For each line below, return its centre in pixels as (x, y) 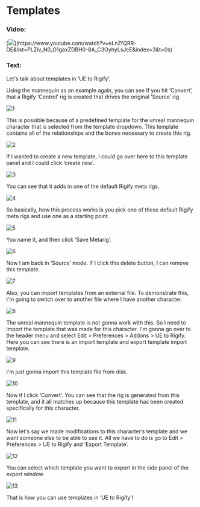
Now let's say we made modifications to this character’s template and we (97, 431)
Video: (16, 30)
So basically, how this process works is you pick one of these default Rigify (100, 210)
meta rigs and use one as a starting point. (58, 216)
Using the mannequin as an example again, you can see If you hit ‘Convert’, (99, 90)
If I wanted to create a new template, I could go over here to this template (97, 156)
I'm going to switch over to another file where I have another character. (94, 299)
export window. (25, 474)
